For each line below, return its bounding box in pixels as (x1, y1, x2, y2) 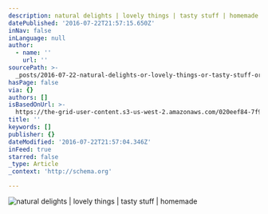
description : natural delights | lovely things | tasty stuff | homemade (8, 11, 259, 20)
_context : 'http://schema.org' (8, 168, 112, 176)
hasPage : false (8, 78, 59, 86)
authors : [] (8, 93, 48, 101)
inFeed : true (8, 145, 52, 153)
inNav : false (8, 26, 52, 34)
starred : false (8, 153, 59, 160)
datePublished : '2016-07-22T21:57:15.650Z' (8, 19, 156, 27)
